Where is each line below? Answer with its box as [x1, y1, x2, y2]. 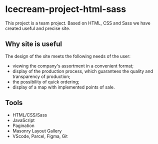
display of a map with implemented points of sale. [12, 84, 115, 90]
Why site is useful [5, 40, 62, 48]
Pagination [12, 122, 35, 128]
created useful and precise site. [5, 25, 70, 31]
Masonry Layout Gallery [12, 127, 62, 133]
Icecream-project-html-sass [5, 3, 126, 15]
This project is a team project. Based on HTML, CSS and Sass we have [5, 20, 151, 26]
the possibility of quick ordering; [12, 78, 79, 84]
